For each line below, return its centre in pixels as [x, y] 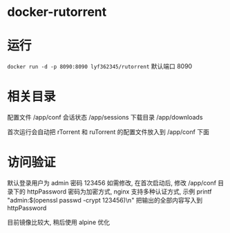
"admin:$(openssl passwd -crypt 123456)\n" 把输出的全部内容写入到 [105, 200]
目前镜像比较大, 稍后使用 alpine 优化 [59, 222]
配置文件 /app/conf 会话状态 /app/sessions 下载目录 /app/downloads [105, 118]
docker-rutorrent [57, 12]
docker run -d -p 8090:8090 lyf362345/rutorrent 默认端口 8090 [100, 66]
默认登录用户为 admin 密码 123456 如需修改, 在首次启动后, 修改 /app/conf [112, 183]
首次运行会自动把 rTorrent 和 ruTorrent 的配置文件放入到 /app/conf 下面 [108, 132]
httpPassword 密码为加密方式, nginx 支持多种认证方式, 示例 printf [119, 192]
